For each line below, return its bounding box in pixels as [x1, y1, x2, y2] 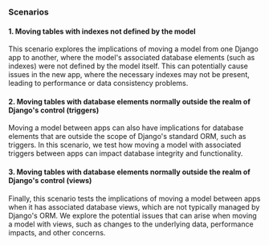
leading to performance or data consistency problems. [8, 79, 189, 88]
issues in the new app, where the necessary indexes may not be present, [8, 70, 251, 80]
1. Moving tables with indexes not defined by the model [8, 27, 196, 36]
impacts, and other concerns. [8, 227, 106, 237]
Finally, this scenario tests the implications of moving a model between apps [8, 194, 261, 203]
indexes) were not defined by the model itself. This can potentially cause [8, 61, 249, 71]
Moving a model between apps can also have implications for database [8, 123, 244, 133]
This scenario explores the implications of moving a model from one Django [8, 44, 259, 54]
